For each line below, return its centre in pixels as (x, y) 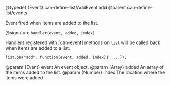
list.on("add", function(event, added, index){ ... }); (66, 57)
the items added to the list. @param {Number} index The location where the (85, 72)
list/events (16, 13)
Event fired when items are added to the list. (52, 23)
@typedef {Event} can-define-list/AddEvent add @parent (66, 7)
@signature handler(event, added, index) (50, 33)
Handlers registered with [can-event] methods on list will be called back (83, 42)
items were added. (25, 78)
